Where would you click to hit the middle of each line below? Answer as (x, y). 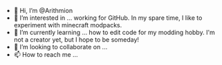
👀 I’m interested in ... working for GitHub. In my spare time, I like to (108, 18)
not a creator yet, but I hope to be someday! (76, 40)
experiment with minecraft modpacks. (68, 25)
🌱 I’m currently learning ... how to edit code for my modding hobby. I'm (114, 32)
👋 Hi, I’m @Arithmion (43, 11)
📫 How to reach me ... (46, 54)
